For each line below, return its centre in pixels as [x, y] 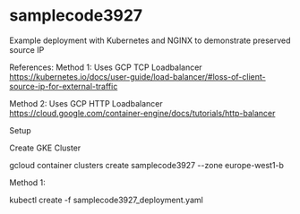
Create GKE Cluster [45, 148]
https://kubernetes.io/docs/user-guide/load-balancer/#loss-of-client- [137, 76]
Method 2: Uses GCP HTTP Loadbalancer [86, 103]
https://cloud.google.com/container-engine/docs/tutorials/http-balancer [142, 113]
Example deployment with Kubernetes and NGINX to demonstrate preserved [150, 40]
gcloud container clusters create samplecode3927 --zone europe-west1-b [147, 165]
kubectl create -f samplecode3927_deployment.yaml [106, 200]
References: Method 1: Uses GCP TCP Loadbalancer [106, 67]
